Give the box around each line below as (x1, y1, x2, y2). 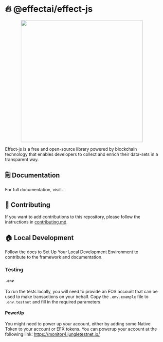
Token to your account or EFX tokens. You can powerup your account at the (5, 326, 157, 332)
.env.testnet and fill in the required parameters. (5, 299, 102, 304)
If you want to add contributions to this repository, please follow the (5, 214, 141, 220)
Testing (5, 266, 23, 273)
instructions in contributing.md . (5, 219, 68, 225)
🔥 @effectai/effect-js (5, 3, 93, 15)
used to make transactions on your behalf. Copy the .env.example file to (5, 294, 149, 300)
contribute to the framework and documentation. (5, 254, 103, 260)
